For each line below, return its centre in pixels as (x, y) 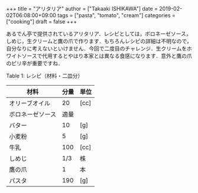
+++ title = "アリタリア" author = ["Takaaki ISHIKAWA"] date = (82, 9)
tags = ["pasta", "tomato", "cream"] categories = (117, 15)
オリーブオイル (30, 103)
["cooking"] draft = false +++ (42, 22)
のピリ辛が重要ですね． (35, 63)
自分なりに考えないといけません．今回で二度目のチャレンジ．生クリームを (97, 48)
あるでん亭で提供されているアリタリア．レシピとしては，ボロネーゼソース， (99, 34)
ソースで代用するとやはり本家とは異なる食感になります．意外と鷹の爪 (107, 56)
